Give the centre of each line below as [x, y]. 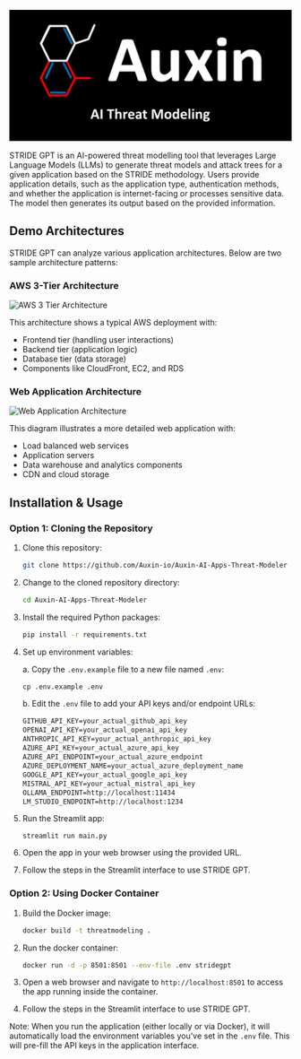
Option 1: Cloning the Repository [82, 528]
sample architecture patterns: [64, 262]
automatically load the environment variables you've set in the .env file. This [150, 1036]
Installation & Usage [66, 503]
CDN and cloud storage [65, 474]
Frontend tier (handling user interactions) [98, 339]
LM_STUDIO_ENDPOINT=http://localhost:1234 [103, 802]
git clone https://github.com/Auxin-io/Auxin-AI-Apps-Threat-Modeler [155, 565]
